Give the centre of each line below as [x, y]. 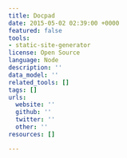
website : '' [36, 105]
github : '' [34, 113]
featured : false [35, 30]
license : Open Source [44, 53]
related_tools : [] [39, 82]
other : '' [32, 127]
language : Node [34, 61]
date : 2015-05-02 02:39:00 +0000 [64, 23]
